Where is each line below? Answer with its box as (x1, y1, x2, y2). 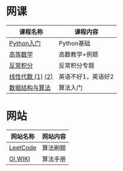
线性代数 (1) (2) (9, 72, 53, 80)
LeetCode (9, 143, 37, 151)
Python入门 (9, 39, 41, 47)
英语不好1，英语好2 (59, 72, 114, 80)
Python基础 (59, 39, 90, 47)
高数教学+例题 (59, 50, 99, 59)
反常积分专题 (59, 61, 95, 69)
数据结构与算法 (9, 83, 51, 92)
